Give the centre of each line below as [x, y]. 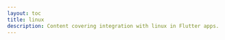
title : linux [26, 20]
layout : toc [24, 13]
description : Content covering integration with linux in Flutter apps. [113, 26]
